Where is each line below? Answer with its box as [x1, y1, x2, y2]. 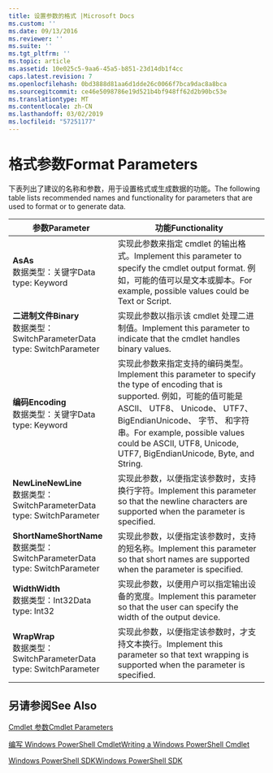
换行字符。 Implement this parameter [117, 484, 257, 496]
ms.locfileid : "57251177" [8, 118, 96, 126]
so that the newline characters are [117, 495, 248, 506]
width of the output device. [117, 611, 221, 623]
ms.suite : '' [8, 42, 53, 50]
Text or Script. [117, 295, 172, 306]
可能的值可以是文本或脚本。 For [133, 274, 253, 285]
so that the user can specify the [117, 601, 239, 612]
